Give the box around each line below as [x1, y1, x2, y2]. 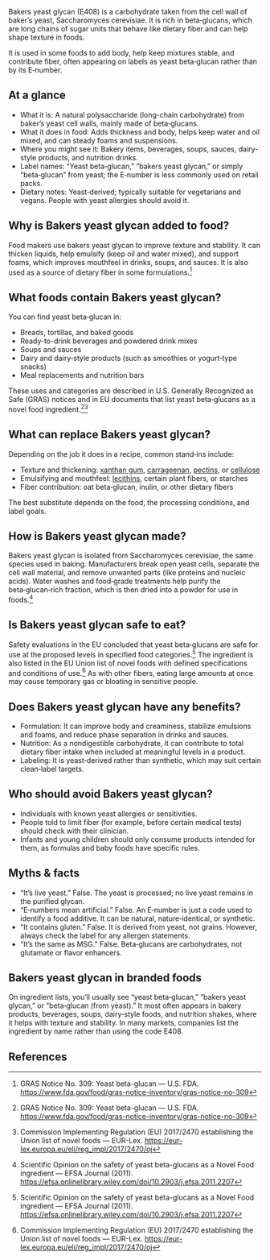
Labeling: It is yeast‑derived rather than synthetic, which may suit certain [19, 755, 261, 765]
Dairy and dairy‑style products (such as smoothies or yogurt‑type [19, 354, 237, 363]
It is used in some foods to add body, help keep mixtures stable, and [8, 48, 235, 57]
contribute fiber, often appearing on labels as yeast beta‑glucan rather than [8, 56, 258, 66]
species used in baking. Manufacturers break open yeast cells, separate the [8, 559, 260, 569]
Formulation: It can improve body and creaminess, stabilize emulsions [19, 721, 252, 731]
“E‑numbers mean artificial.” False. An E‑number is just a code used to [19, 905, 253, 914]
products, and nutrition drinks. [38, 152, 139, 162]
